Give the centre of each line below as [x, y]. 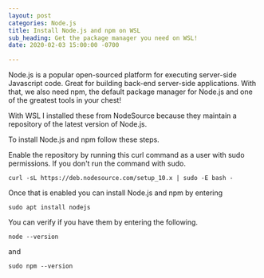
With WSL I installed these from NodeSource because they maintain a [122, 116]
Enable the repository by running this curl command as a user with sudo [126, 155]
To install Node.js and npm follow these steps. [84, 139]
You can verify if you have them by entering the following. [103, 222]
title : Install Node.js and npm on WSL [75, 30]
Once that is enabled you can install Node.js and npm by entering [116, 193]
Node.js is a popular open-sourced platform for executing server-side [122, 75]
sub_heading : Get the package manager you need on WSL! [103, 38]
